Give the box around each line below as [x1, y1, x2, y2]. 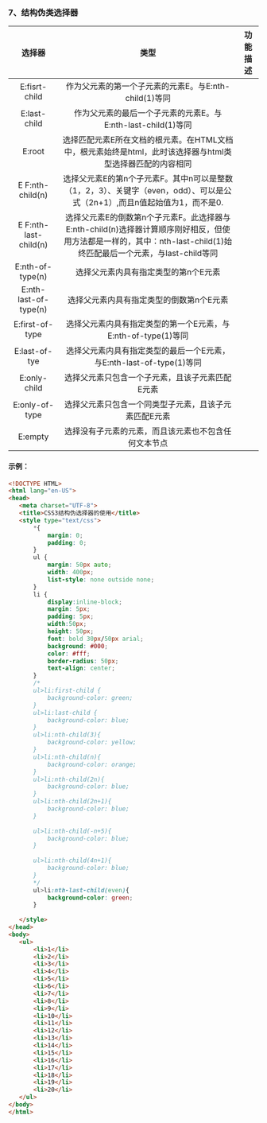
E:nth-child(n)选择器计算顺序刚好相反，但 [65, 224, 222, 235]
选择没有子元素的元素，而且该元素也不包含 [64, 425, 224, 437]
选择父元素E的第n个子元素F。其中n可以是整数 [63, 173, 234, 185]
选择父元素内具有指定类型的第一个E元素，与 [66, 318, 230, 329]
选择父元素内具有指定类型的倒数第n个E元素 [67, 294, 229, 305]
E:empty [17, 431, 49, 442]
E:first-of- [13, 319, 54, 330]
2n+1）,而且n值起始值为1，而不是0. [88, 197, 224, 208]
